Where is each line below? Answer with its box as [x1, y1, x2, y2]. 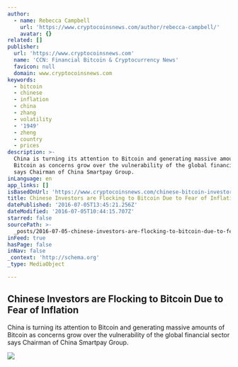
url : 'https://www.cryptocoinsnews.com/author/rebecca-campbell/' [20, 23, 220, 30]
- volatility [13, 115, 52, 123]
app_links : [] [7, 181, 50, 188]
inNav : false [7, 247, 46, 255]
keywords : [7, 76, 37, 84]
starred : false [7, 215, 52, 222]
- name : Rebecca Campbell [13, 17, 91, 24]
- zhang [13, 109, 37, 116]
